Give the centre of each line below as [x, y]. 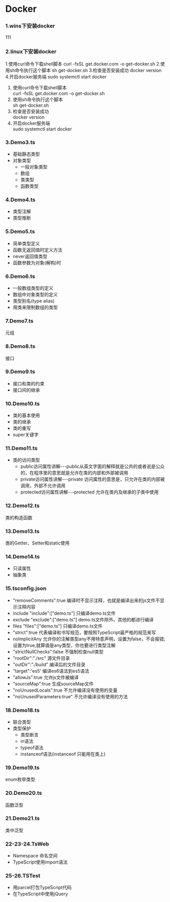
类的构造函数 [19, 517]
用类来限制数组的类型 [35, 307]
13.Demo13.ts [23, 531]
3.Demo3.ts [20, 142]
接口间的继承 [26, 390]
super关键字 [26, 435]
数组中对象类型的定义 [35, 294]
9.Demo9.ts [20, 371]
